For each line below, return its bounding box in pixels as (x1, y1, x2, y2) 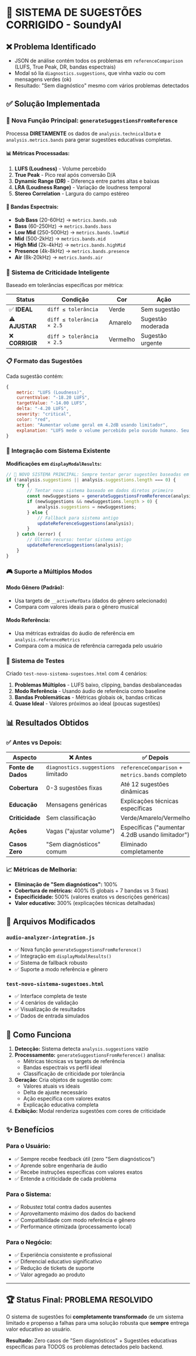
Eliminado (120, 841, 148, 849)
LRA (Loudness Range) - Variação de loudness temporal (14, 183, 152, 190)
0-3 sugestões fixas (45, 784, 103, 792)
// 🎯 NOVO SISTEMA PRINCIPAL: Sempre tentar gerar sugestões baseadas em (6, 472, 190, 477)
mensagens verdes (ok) (14, 76, 72, 83)
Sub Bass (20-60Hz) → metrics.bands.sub (14, 217, 117, 224)
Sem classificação (45, 814, 96, 822)
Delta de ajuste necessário (23, 1089, 87, 1096)
